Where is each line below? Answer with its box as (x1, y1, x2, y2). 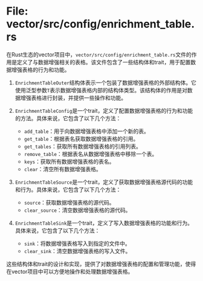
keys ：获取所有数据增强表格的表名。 (24, 158, 115, 165)
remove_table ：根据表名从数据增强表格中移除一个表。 (24, 150, 158, 157)
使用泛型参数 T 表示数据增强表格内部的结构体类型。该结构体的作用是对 (14, 86, 187, 93)
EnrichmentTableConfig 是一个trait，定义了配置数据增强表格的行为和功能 (14, 107, 193, 114)
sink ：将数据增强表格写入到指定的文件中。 (24, 240, 131, 247)
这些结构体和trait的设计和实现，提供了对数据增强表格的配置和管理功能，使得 (6, 260, 196, 268)
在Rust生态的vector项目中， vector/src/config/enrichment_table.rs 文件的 (6, 50, 192, 58)
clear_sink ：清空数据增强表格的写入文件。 (24, 247, 131, 254)
